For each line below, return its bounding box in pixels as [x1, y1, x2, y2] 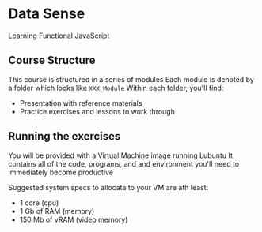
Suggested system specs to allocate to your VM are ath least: [8, 182, 209, 192]
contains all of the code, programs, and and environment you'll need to [8, 159, 240, 168]
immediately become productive [8, 167, 113, 177]
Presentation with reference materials [19, 98, 142, 107]
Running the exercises [8, 129, 121, 143]
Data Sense [8, 5, 85, 23]
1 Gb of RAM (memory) [19, 206, 95, 215]
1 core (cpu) [19, 198, 59, 208]
